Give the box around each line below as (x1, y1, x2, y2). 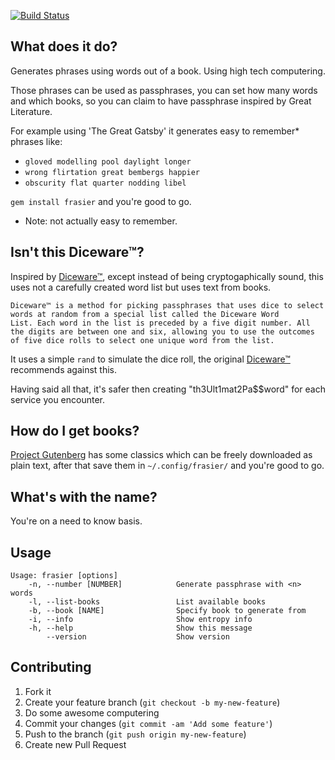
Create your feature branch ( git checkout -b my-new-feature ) (24, 696, 281, 708)
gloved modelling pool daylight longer (24, 156, 192, 167)
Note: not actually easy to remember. (24, 215, 178, 227)
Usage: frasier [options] (10, 571, 118, 581)
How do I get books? (10, 423, 140, 440)
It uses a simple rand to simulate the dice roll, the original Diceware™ (10, 353, 291, 365)
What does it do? (10, 38, 118, 55)
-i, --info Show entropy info (28, 615, 253, 625)
